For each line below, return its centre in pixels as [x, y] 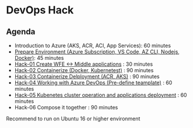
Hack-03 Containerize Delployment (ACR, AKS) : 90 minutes [87, 77]
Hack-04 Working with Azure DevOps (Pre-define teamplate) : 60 [93, 83]
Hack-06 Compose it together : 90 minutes [66, 107]
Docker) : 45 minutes [39, 58]
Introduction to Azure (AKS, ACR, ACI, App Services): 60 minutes [93, 45]
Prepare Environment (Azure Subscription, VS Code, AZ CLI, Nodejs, [97, 52]
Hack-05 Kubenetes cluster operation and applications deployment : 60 [101, 95]
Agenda [21, 32]
